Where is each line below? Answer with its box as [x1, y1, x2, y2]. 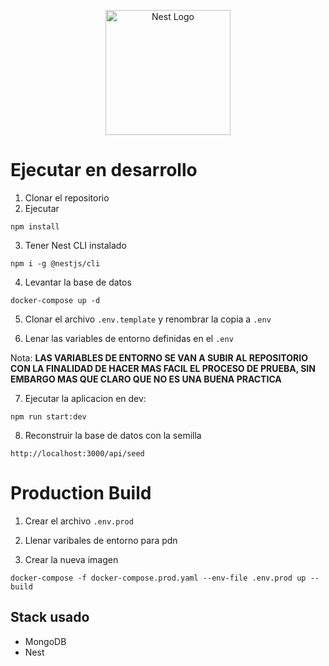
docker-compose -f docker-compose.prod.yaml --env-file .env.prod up [10, 573, 307, 583]
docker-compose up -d [10, 295, 101, 305]
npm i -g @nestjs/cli [10, 258, 101, 269]
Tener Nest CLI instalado [24, 239, 127, 251]
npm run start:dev [10, 411, 87, 422]
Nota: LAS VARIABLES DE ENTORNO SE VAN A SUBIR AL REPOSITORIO [10, 351, 308, 364]
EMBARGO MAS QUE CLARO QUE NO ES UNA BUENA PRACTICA [10, 373, 282, 385]
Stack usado [10, 609, 90, 626]
